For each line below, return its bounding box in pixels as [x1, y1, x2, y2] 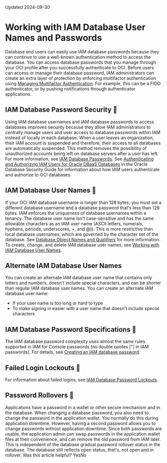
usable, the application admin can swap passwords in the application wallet [5, 431, 161, 437]
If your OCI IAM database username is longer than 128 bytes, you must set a [5, 199, 162, 205]
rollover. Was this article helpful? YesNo [5, 452, 87, 458]
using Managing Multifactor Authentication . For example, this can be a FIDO [5, 80, 161, 86]
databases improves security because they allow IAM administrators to [5, 124, 151, 130]
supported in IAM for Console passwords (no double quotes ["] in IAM [5, 344, 149, 350]
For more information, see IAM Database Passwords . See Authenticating [5, 155, 154, 161]
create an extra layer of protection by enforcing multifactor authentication [5, 75, 156, 81]
